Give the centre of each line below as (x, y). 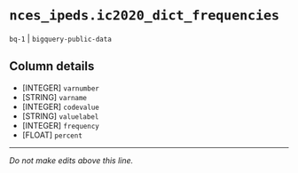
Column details (52, 66)
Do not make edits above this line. (71, 160)
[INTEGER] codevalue (61, 106)
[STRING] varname (54, 97)
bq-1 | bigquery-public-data (61, 38)
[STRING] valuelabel (60, 116)
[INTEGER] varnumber (61, 88)
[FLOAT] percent (52, 135)
